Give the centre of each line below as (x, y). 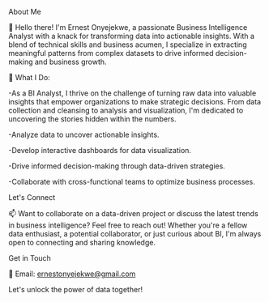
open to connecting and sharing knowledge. (82, 242)
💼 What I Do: (29, 77)
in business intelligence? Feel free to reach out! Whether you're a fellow (128, 225)
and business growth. (70, 62)
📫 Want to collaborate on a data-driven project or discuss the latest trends (134, 213)
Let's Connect (32, 197)
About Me (25, 12)
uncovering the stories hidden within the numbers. (92, 119)
